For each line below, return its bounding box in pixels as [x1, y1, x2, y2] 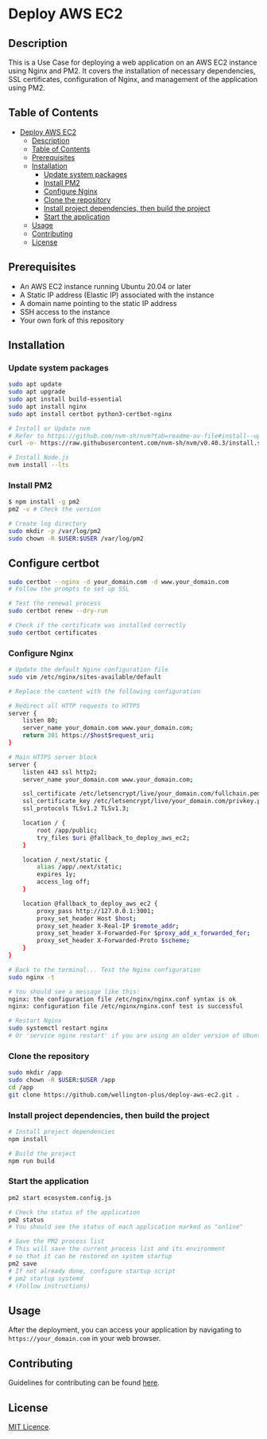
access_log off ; [37, 878, 91, 886]
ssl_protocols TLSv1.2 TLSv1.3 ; [22, 805, 130, 813]
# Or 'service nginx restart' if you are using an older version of [8, 1032, 240, 1040]
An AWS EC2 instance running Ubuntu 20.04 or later [19, 281, 192, 291]
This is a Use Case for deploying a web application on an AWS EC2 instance [8, 57, 257, 67]
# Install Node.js [8, 453, 69, 462]
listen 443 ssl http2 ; [22, 768, 98, 776]
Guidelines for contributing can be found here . [8, 1378, 161, 1387]
